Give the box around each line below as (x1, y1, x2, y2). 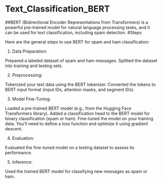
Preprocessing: (12, 72, 43, 78)
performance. (5, 150, 32, 155)
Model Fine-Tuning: (12, 96, 51, 102)
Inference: (12, 159, 33, 165)
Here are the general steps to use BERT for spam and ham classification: (5, 39, 150, 44)
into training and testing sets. (5, 63, 63, 69)
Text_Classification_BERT (5, 3, 110, 14)
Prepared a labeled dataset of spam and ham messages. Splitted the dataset (5, 57, 158, 63)
